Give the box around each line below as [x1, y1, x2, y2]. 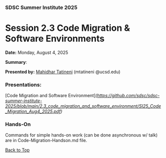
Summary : [5, 59, 27, 65]
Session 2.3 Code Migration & [5, 22, 130, 34]
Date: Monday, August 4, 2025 [5, 49, 69, 55]
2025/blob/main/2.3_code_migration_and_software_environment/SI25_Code [5, 103, 162, 109]
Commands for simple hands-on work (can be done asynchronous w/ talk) [5, 132, 158, 138]
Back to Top [5, 147, 30, 153]
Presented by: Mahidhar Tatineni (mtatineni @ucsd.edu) [5, 69, 121, 75]
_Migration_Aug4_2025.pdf [5, 109, 61, 115]
